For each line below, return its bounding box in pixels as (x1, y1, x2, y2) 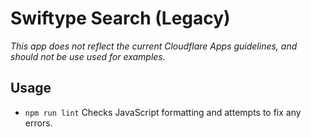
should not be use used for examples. (10, 50, 166, 62)
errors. (24, 117, 53, 129)
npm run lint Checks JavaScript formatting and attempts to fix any (24, 106, 302, 118)
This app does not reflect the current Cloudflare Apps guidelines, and (10, 40, 298, 52)
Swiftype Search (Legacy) (10, 7, 231, 30)
